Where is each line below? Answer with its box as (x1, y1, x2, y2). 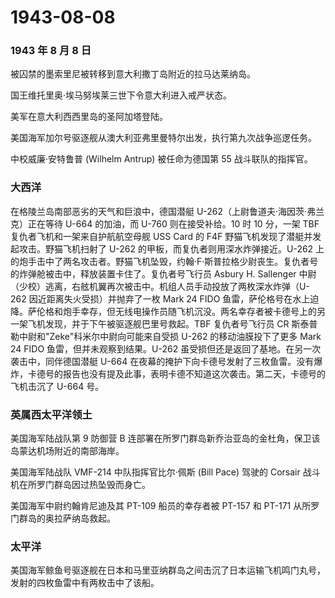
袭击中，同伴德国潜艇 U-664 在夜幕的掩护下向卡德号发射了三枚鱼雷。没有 (10, 355, 315, 367)
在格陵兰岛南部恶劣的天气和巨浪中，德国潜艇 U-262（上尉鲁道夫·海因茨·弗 (10, 205, 317, 217)
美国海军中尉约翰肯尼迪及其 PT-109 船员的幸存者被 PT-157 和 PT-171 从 (10, 500, 303, 512)
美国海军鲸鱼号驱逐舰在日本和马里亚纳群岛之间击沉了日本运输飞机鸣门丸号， (10, 564, 326, 576)
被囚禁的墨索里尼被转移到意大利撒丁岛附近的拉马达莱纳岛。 (10, 68, 256, 80)
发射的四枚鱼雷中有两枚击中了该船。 (10, 577, 160, 589)
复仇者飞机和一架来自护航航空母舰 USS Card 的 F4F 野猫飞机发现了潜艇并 (10, 230, 313, 242)
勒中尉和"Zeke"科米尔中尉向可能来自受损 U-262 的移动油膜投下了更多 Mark (10, 330, 322, 342)
